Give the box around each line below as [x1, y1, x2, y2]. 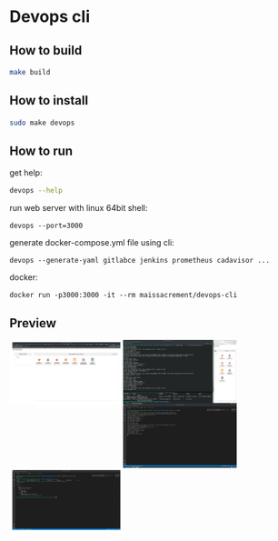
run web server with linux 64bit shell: [9, 203, 148, 214]
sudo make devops [9, 118, 75, 127]
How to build [9, 43, 83, 58]
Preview [9, 316, 57, 331]
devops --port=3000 [9, 221, 84, 231]
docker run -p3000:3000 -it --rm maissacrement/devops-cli [9, 291, 238, 300]
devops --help [9, 186, 64, 195]
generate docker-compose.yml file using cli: [9, 237, 174, 248]
